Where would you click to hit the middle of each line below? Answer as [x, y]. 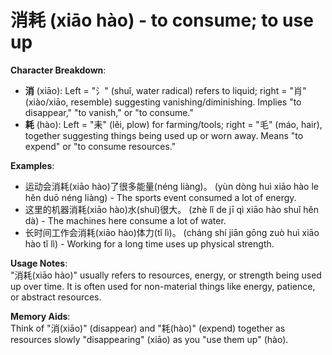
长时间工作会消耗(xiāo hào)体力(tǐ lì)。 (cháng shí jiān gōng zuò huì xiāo [172, 232]
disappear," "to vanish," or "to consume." [109, 112]
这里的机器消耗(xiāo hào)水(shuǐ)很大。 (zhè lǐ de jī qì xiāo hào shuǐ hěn [172, 209]
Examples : [32, 165]
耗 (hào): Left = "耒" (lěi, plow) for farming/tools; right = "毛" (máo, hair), [173, 124]
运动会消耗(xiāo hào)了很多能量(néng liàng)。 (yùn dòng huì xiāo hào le [172, 186]
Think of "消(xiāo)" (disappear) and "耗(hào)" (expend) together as [148, 328]
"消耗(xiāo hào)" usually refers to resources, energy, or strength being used [166, 275]
